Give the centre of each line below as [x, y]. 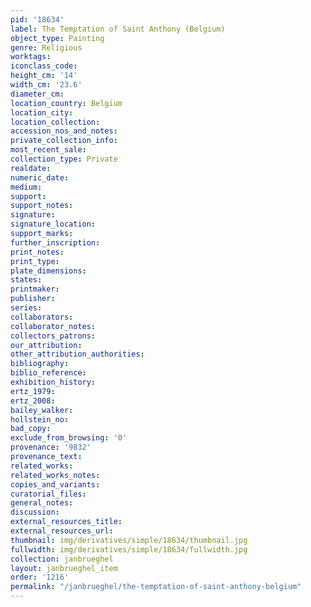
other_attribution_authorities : [77, 354]
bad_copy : [31, 429]
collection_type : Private [64, 159]
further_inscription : [55, 242]
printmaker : [35, 289]
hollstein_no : [40, 419]
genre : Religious [46, 47]
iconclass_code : [44, 66]
